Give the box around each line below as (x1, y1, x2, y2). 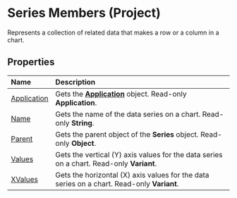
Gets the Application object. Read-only (55, 89, 187, 99)
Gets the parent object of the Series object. (55, 129, 199, 139)
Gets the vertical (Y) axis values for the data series (55, 149, 224, 159)
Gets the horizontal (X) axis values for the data (55, 170, 209, 180)
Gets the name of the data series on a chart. (55, 109, 201, 119)
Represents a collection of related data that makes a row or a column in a (7, 28, 219, 37)
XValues (11, 174, 39, 184)
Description (55, 77, 96, 87)
